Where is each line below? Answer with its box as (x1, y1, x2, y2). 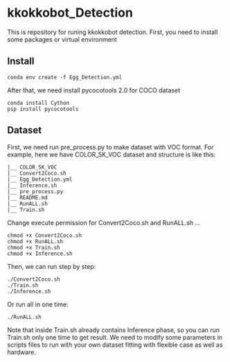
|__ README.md (7, 194, 48, 201)
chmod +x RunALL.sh (7, 238, 64, 245)
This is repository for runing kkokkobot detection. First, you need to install (7, 28, 218, 36)
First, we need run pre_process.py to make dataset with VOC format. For (7, 142, 214, 151)
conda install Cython (7, 99, 70, 106)
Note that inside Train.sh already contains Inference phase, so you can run (7, 325, 220, 334)
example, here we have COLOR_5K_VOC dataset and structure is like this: (7, 150, 216, 158)
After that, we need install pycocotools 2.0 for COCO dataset (7, 85, 180, 94)
